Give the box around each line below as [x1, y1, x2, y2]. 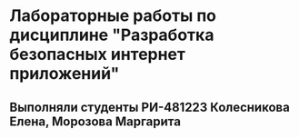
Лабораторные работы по [9, 5, 216, 26]
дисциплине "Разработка [9, 25, 214, 45]
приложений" [9, 64, 120, 84]
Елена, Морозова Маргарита [9, 113, 182, 129]
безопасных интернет [9, 44, 186, 64]
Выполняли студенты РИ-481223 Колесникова [9, 99, 291, 114]
